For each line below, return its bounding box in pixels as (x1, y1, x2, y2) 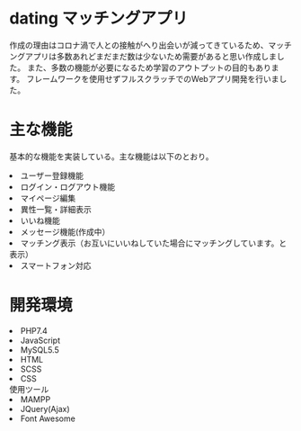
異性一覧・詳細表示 (21, 203, 92, 214)
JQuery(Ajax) (21, 403, 70, 414)
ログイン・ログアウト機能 (21, 181, 115, 192)
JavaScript (21, 335, 61, 346)
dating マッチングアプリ (9, 8, 189, 29)
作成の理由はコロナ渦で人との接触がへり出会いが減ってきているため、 (9, 40, 269, 50)
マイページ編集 (21, 193, 76, 203)
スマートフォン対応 (21, 260, 92, 271)
